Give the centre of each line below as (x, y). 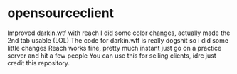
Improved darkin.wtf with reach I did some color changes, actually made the (119, 33)
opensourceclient (61, 13)
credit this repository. (38, 63)
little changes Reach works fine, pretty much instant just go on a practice (115, 48)
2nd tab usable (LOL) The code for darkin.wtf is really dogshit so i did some (118, 40)
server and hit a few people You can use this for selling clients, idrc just (112, 55)
